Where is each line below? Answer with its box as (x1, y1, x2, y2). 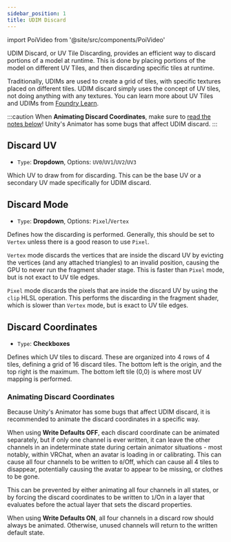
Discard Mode (7, 198, 69, 211)
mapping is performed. (7, 374, 72, 383)
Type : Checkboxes (17, 339, 70, 347)
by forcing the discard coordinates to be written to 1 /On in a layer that (7, 493, 205, 501)
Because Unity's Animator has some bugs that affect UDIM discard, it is (7, 408, 210, 416)
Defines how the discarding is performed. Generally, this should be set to (7, 231, 215, 239)
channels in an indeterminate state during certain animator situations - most (7, 443, 223, 452)
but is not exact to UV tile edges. (7, 273, 100, 282)
